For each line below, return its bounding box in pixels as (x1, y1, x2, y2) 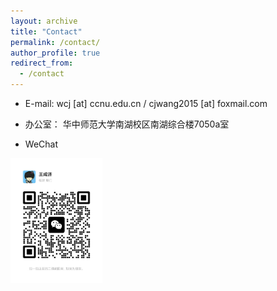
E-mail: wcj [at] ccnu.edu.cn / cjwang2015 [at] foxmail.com (24, 98, 268, 109)
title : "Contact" (10, 26, 83, 37)
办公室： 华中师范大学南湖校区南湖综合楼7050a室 (24, 118, 230, 130)
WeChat (24, 138, 58, 150)
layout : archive (10, 16, 78, 26)
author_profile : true (10, 48, 101, 58)
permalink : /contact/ (10, 37, 101, 47)
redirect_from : (10, 58, 74, 69)
